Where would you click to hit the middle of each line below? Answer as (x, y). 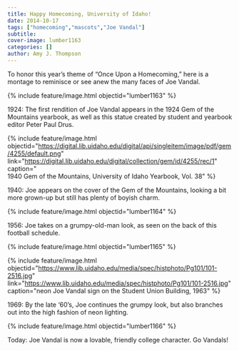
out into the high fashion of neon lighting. (68, 312)
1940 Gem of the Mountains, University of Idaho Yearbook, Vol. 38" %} (112, 176)
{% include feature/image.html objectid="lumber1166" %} (92, 326)
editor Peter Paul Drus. (41, 124)
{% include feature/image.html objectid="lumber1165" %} (92, 246)
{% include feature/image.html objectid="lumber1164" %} (92, 211)
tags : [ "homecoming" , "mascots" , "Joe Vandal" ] (76, 27)
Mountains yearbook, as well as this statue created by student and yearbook (120, 117)
